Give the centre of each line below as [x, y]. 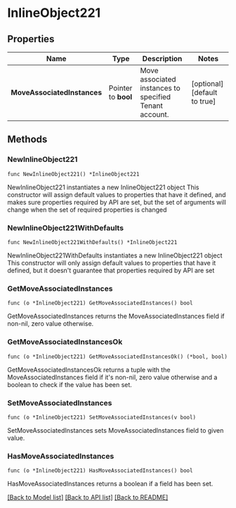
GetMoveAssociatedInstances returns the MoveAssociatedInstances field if [116, 316]
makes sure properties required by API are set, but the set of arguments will [117, 202]
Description [162, 59]
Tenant [151, 106]
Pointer [120, 88]
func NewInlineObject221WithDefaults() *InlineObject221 [92, 242]
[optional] [208, 84]
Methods [27, 140]
